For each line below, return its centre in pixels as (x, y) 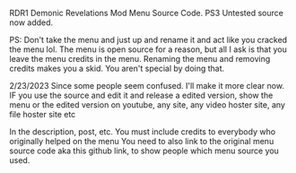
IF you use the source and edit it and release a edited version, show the (141, 95)
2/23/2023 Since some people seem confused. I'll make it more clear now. (147, 86)
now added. (31, 22)
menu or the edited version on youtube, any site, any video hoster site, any (147, 105)
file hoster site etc (43, 114)
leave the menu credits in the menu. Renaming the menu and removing (140, 59)
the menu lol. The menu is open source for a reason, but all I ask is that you (148, 49)
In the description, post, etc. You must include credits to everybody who (143, 132)
